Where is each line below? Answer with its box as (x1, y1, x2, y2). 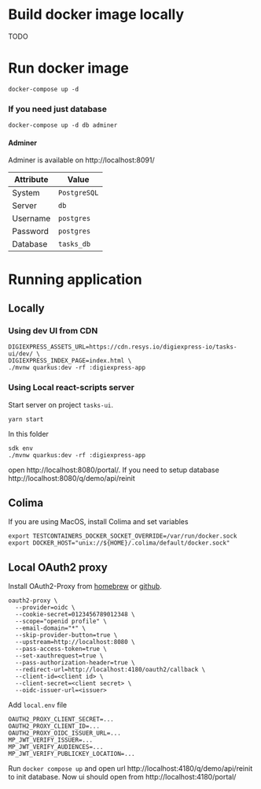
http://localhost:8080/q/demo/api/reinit (8, 473, 135, 482)
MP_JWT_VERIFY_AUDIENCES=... (8, 743, 104, 751)
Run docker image (8, 59, 130, 77)
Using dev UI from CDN (8, 325, 98, 336)
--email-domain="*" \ (15, 624, 86, 632)
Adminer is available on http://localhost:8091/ (8, 155, 155, 165)
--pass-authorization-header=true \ (15, 659, 135, 667)
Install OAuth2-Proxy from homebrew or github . (8, 582, 163, 591)
